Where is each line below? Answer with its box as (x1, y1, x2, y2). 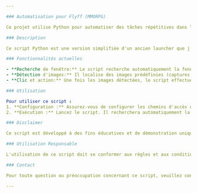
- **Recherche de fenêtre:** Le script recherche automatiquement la (6, 67, 180, 73)
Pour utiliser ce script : (6, 98, 72, 104)
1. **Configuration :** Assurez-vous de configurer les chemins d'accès (6, 104, 188, 110)
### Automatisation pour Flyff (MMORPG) (6, 13, 107, 19)
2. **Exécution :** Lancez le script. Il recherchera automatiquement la (6, 109, 191, 115)
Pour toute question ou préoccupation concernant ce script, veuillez (6, 173, 182, 178)
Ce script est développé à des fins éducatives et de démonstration (6, 130, 177, 136)
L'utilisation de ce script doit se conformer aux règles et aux (6, 151, 169, 157)
